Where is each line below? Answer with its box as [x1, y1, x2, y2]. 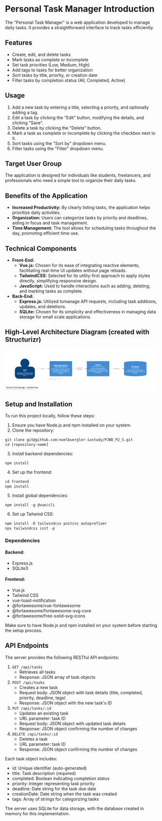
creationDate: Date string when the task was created [12, 791, 117, 797]
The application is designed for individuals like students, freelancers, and [5, 172, 151, 178]
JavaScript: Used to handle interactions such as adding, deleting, [19, 283, 151, 289]
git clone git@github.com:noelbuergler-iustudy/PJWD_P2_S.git [5, 438, 133, 443]
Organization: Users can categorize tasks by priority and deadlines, [12, 215, 148, 221]
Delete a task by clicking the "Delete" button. [12, 125, 102, 131]
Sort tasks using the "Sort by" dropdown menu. [12, 140, 107, 146]
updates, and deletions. [19, 304, 66, 309]
